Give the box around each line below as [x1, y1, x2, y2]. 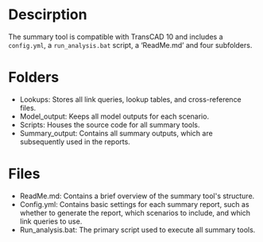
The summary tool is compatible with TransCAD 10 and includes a [8, 32, 223, 41]
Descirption [8, 6, 87, 24]
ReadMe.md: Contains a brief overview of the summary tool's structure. [19, 191, 255, 201]
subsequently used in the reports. [19, 137, 131, 146]
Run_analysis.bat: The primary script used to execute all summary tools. [19, 224, 256, 234]
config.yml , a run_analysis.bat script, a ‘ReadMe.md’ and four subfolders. [8, 40, 253, 49]
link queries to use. [19, 217, 83, 226]
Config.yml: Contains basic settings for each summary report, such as [19, 199, 249, 209]
